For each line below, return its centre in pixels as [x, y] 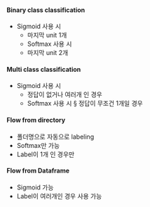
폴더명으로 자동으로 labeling [55, 137]
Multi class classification [44, 69]
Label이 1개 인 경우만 [46, 154]
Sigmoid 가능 [35, 187]
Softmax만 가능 [38, 145]
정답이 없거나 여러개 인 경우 [64, 94]
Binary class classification [46, 10]
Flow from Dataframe [38, 171]
